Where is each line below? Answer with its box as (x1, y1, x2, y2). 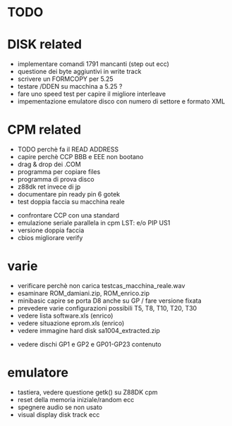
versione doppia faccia (17, 226, 85, 234)
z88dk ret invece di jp (17, 182, 81, 191)
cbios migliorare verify (17, 234, 83, 242)
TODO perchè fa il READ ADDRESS (17, 145, 118, 154)
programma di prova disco (17, 175, 94, 184)
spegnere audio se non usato (17, 403, 103, 411)
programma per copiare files (17, 168, 101, 176)
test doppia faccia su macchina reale (17, 198, 125, 206)
